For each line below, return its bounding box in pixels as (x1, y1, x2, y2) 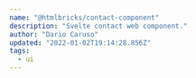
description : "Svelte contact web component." (9, 22, 188, 30)
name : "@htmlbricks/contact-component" (9, 13, 160, 22)
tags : (9, 47, 30, 56)
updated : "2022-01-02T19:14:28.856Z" (9, 38, 152, 48)
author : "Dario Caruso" (9, 30, 99, 39)
